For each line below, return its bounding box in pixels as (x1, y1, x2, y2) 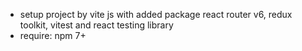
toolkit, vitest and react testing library (19, 19, 174, 31)
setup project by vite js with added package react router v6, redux (19, 9, 293, 20)
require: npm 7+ (19, 30, 87, 41)
